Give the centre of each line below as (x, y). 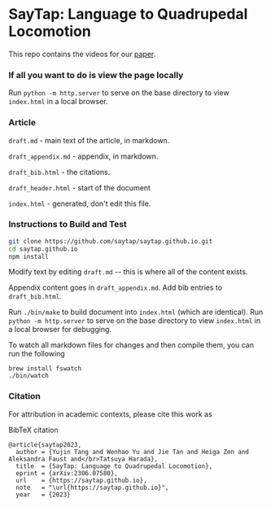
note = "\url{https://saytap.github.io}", (92, 487)
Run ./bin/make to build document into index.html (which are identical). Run (136, 312)
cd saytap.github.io (44, 249)
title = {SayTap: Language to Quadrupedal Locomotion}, (114, 466)
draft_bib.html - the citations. (59, 172)
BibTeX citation (33, 430)
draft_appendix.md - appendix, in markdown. (83, 156)
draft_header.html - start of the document (79, 187)
